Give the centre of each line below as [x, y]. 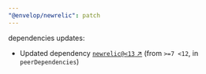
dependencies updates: [47, 38]
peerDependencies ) [49, 61]
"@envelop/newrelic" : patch [54, 15]
